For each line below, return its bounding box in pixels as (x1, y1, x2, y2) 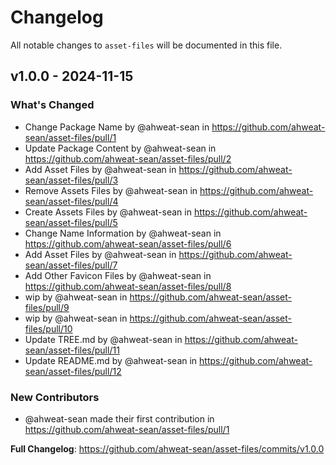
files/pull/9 (24, 301, 70, 313)
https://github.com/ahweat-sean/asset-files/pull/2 (24, 152, 232, 165)
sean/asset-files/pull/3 (24, 174, 119, 186)
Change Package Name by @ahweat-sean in (24, 121, 210, 133)
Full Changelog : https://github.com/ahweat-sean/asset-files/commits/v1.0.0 (10, 442, 325, 455)
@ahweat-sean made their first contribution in (24, 412, 215, 425)
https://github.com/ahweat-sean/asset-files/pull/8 (24, 280, 232, 292)
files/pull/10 (24, 322, 73, 335)
